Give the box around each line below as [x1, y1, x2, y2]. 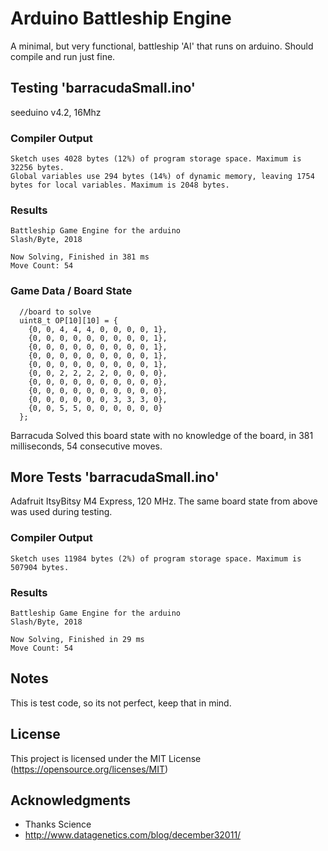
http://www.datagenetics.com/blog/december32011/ [24, 829, 242, 841]
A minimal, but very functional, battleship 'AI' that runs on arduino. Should [10, 40, 314, 52]
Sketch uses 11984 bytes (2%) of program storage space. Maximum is [10, 553, 302, 564]
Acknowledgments [10, 792, 132, 809]
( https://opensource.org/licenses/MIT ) [10, 763, 169, 775]
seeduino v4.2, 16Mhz [10, 106, 102, 118]
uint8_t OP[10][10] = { [19, 315, 118, 326]
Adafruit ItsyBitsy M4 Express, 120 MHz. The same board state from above [10, 495, 318, 507]
